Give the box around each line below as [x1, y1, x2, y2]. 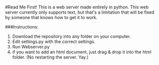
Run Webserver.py [12, 44, 50, 49]
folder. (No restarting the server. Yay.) [12, 54, 89, 60]
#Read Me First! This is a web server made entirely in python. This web [5, 4, 149, 10]
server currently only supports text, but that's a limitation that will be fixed [5, 9, 155, 15]
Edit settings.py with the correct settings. [12, 39, 96, 44]
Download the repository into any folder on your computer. [12, 34, 131, 39]
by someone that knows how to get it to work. [5, 15, 98, 20]
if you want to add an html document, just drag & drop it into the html [12, 49, 152, 55]
